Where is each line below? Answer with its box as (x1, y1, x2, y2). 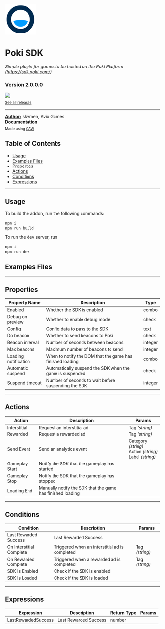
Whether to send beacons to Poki (46, 332, 114, 338)
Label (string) (128, 454, 156, 460)
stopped (39, 478, 56, 484)
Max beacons (7, 346, 35, 352)
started (39, 466, 54, 472)
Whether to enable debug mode (46, 316, 110, 322)
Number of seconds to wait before (46, 377, 115, 383)
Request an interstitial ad (39, 424, 89, 430)
